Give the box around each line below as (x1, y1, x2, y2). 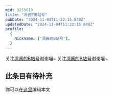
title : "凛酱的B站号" (5, 12, 48, 17)
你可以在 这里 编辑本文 (5, 86, 50, 92)
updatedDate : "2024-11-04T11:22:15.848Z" (5, 21, 95, 27)
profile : (5, 27, 24, 32)
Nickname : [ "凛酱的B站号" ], (14, 36, 71, 41)
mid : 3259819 (5, 7, 33, 13)
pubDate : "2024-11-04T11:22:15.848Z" (5, 17, 86, 22)
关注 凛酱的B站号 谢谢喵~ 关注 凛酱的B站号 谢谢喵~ (5, 55, 108, 61)
